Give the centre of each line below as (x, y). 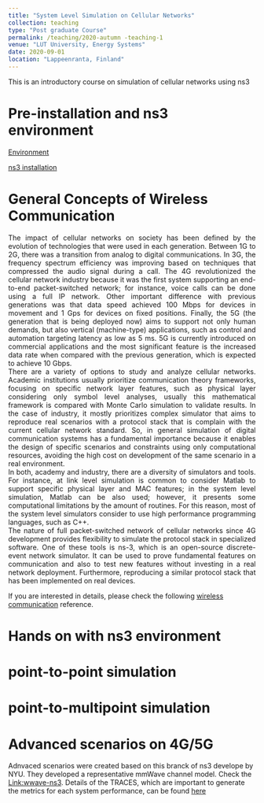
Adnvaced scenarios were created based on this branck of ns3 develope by (131, 766)
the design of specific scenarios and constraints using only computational (132, 446)
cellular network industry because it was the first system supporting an (123, 279)
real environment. (37, 463)
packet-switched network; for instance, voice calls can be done (145, 287)
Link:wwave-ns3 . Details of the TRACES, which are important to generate (126, 783)
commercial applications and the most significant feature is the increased (132, 346)
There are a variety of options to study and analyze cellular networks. (132, 372)
